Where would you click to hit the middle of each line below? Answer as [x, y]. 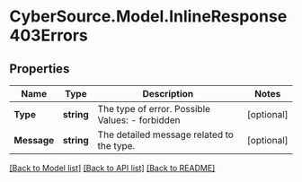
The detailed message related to [165, 134]
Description [168, 94]
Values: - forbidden [139, 120]
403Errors [49, 35]
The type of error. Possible [154, 109]
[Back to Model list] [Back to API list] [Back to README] [112, 168]
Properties [40, 69]
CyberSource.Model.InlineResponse [148, 17]
